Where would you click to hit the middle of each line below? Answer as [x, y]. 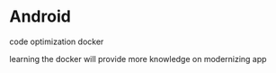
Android [40, 17]
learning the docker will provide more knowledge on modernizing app [138, 59]
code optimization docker [57, 41]
